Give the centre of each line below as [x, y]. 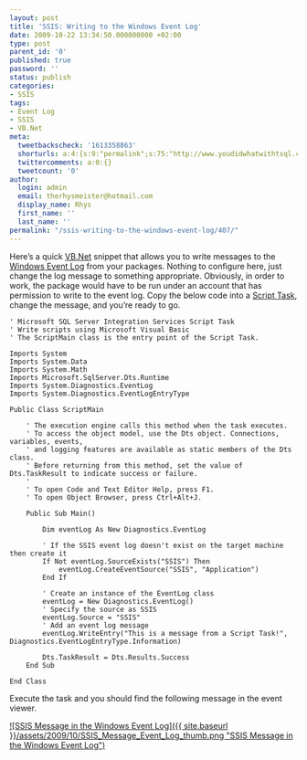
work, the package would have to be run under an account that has [136, 285]
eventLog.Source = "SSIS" [92, 617]
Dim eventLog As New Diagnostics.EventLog [124, 529]
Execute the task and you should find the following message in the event [146, 698]
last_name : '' [44, 222]
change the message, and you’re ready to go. [95, 305]
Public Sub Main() [61, 513]
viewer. [23, 708]
